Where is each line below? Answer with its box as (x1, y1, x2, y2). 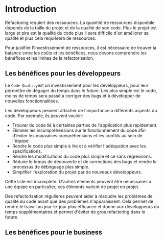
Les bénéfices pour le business (5, 228, 103, 237)
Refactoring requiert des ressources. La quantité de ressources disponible (5, 20, 155, 25)
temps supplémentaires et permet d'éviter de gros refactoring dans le (5, 209, 145, 215)
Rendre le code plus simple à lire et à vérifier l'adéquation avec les (12, 143, 146, 149)
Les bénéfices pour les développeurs (5, 70, 121, 78)
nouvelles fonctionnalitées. (5, 98, 60, 104)
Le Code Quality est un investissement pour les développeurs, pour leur (5, 82, 149, 88)
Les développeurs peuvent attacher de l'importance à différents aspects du (5, 107, 158, 113)
